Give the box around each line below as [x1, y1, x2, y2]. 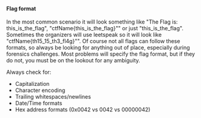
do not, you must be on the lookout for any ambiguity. [6, 57, 141, 64]
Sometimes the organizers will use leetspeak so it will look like [6, 31, 162, 39]
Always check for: [6, 68, 52, 76]
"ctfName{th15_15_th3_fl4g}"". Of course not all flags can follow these [6, 38, 180, 45]
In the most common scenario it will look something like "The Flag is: [6, 18, 178, 25]
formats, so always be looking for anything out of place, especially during [6, 44, 190, 51]
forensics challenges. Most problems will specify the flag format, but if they [6, 50, 196, 57]
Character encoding [15, 87, 66, 94]
